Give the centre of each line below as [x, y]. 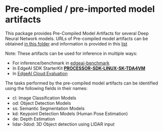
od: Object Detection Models [42, 103]
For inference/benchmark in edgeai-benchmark [61, 63]
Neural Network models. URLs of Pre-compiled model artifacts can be [77, 39]
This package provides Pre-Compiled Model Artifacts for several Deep [77, 33]
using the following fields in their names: [46, 88]
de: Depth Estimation [34, 119]
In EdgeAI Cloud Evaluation [40, 73]
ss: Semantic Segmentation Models [49, 108]
